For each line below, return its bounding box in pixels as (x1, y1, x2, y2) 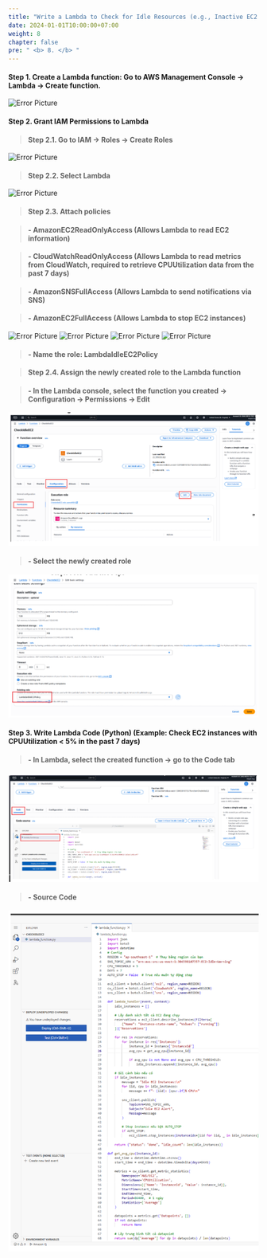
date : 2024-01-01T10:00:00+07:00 (8, 21, 119, 29)
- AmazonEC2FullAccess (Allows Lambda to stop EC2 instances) (27, 313, 246, 323)
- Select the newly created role (27, 556, 132, 566)
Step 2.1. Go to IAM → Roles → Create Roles (27, 135, 173, 144)
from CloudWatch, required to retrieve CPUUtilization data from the (27, 260, 254, 270)
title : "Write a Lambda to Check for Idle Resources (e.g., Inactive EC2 (8, 13, 258, 21)
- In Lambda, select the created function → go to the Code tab (27, 754, 236, 764)
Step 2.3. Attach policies (27, 206, 111, 216)
